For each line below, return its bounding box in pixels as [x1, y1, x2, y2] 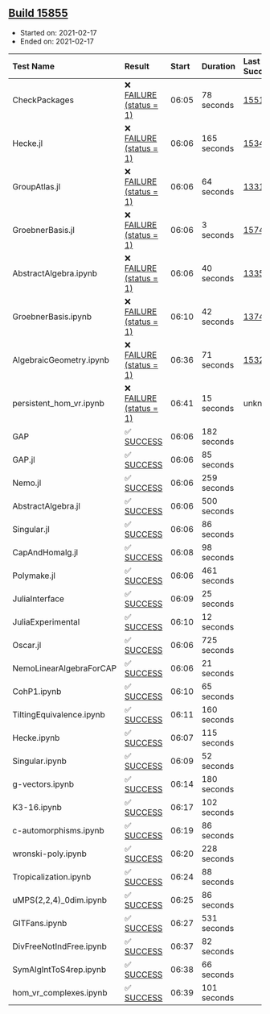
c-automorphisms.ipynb [12, 825, 104, 836]
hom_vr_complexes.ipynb [12, 987, 108, 998]
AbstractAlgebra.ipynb [12, 268, 98, 279]
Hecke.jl [12, 137, 43, 148]
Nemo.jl [12, 477, 42, 488]
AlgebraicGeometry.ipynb [12, 354, 110, 365]
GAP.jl [12, 454, 35, 465]
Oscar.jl [12, 639, 42, 650]
